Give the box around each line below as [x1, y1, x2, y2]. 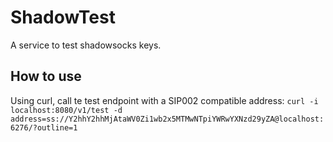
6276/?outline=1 [10, 122, 78, 133]
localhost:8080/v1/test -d [10, 105, 123, 115]
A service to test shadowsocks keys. [10, 39, 162, 51]
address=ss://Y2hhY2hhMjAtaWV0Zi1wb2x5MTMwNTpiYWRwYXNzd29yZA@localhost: [10, 114, 325, 124]
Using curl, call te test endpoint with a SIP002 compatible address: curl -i [10, 94, 319, 106]
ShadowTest [10, 6, 116, 29]
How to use [10, 68, 82, 85]
